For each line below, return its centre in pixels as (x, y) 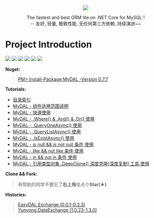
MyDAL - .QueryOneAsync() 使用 (47, 125)
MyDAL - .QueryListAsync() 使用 (47, 132)
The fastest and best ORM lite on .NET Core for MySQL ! (86, 17)
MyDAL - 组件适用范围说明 (41, 106)
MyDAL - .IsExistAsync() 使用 (43, 138)
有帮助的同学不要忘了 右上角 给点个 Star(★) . (63, 184)
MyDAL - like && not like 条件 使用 (48, 150)
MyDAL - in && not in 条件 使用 (45, 157)
